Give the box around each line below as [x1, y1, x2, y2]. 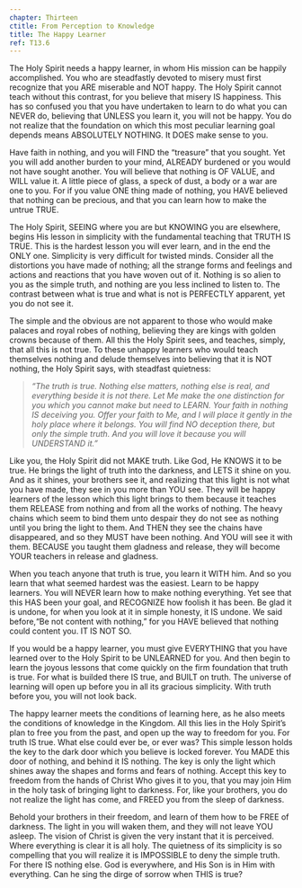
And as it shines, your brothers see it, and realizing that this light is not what [9, 475, 290, 485]
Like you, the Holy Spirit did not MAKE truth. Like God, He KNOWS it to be [9, 456, 282, 466]
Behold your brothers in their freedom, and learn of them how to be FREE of [9, 812, 289, 822]
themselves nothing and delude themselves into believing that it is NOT [9, 354, 272, 365]
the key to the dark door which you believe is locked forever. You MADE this [9, 747, 290, 758]
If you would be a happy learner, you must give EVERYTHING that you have [9, 644, 288, 654]
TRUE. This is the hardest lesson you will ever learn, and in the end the [9, 241, 271, 252]
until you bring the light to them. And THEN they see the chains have [9, 522, 263, 533]
